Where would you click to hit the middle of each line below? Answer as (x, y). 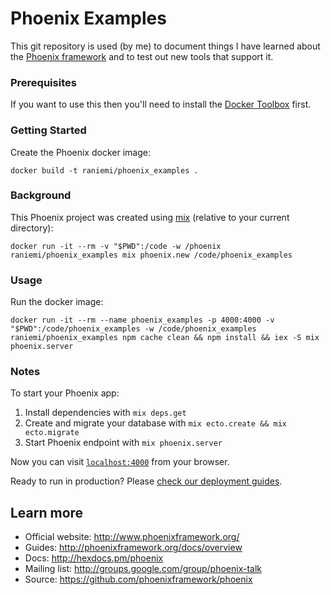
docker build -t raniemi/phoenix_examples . (104, 170)
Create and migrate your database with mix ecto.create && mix (155, 423)
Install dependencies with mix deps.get (105, 413)
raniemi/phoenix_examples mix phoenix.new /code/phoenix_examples (151, 255)
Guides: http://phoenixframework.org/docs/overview (133, 548)
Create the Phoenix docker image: (80, 152)
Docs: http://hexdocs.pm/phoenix (94, 558)
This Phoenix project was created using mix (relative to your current (150, 217)
